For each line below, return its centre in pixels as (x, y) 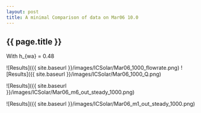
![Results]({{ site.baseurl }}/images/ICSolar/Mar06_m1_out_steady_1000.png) (101, 104)
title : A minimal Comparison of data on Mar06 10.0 (72, 17)
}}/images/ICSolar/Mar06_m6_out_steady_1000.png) (70, 92)
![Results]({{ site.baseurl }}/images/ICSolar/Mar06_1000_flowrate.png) (93, 68)
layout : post (23, 12)
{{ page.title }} (34, 42)
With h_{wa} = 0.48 (30, 56)
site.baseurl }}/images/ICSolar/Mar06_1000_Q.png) (98, 74)
